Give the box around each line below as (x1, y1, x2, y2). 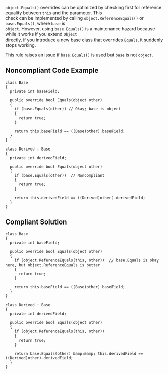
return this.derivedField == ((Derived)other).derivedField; (14, 195, 145, 200)
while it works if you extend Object (5, 31, 77, 37)
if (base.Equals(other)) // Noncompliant (14, 173, 105, 178)
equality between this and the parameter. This (5, 10, 102, 16)
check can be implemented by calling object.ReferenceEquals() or (5, 15, 144, 21)
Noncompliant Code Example (5, 66, 99, 75)
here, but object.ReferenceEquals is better (5, 262, 100, 268)
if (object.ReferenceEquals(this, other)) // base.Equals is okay (14, 258, 159, 263)
